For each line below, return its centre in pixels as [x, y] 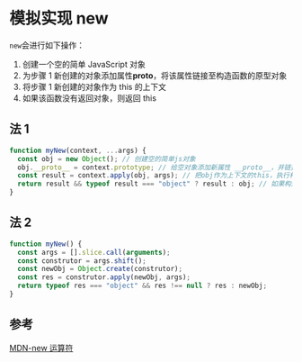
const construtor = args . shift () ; [82, 261]
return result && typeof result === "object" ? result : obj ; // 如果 [151, 184]
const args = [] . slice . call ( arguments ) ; [94, 252]
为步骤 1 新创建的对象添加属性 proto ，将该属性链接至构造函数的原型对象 [155, 75]
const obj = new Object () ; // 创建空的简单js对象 [107, 158]
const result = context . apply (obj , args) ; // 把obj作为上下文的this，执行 [154, 176]
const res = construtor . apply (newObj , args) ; [104, 277]
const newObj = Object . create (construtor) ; [100, 269]
